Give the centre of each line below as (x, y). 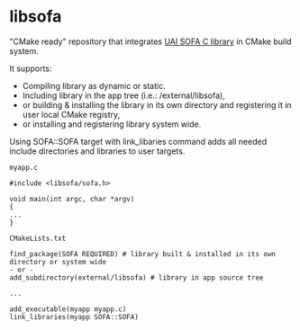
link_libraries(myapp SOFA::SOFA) (74, 317)
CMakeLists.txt (38, 238)
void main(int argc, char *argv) (72, 199)
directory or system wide (58, 262)
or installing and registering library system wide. (112, 124)
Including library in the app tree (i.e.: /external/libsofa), (123, 95)
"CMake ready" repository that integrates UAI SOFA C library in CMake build (150, 41)
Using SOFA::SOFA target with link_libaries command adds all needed (138, 141)
